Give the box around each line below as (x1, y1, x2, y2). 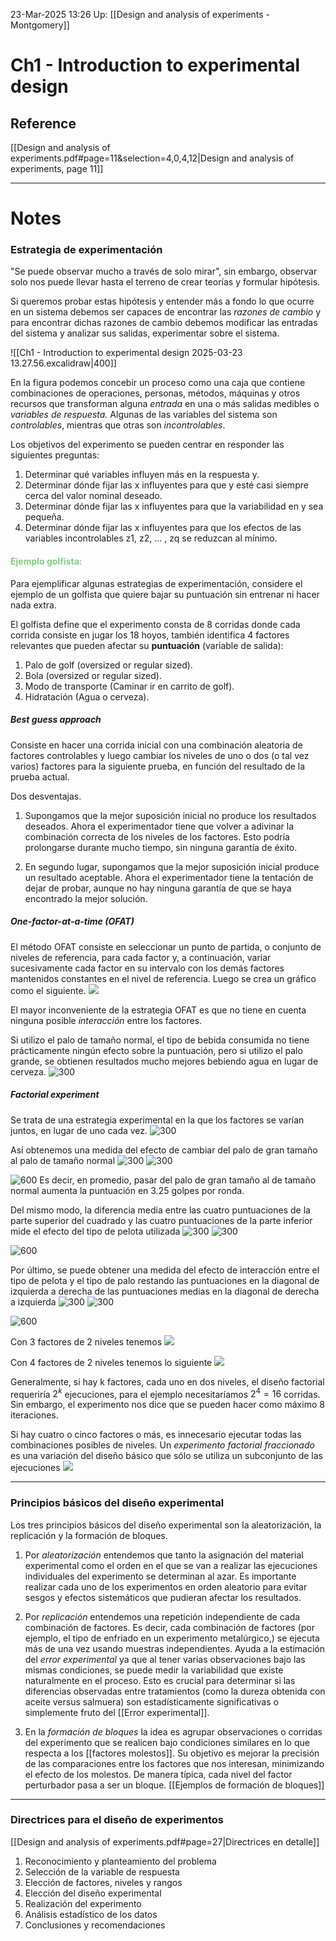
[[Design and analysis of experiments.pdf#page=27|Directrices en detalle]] (10, 1835, 320, 1848)
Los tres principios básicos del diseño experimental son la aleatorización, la (10, 1519, 322, 1531)
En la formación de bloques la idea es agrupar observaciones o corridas (24, 1725, 323, 1738)
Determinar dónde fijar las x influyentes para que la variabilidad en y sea (24, 500, 324, 513)
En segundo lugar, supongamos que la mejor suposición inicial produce (24, 860, 320, 873)
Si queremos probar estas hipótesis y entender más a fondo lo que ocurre (10, 295, 315, 308)
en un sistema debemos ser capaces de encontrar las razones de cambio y (10, 306, 322, 318)
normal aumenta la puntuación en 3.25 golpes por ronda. (10, 1184, 245, 1196)
